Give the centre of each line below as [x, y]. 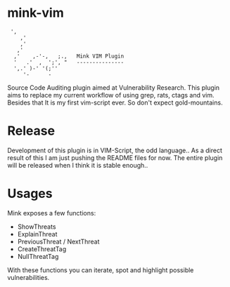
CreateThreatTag [42, 249]
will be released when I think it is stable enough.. [78, 165]
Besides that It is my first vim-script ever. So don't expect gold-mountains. [115, 102]
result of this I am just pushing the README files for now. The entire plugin [115, 158]
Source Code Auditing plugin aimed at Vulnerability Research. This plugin [114, 87]
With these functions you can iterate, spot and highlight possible [101, 270]
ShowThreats [37, 227]
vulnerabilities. [28, 277]
